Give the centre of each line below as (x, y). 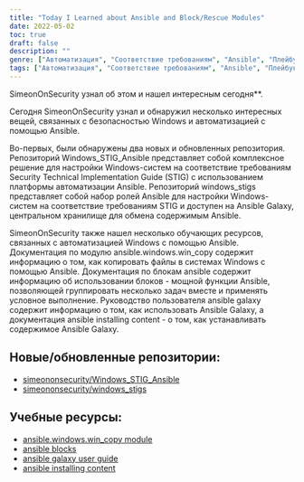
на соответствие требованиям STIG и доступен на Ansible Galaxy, (166, 205)
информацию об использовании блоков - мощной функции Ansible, (140, 280)
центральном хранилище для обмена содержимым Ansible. (125, 215)
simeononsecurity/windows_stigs (85, 389)
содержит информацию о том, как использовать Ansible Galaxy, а (137, 309)
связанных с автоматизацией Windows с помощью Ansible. (124, 242)
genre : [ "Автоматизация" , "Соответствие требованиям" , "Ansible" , (137, 60)
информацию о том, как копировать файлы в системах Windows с (138, 261)
